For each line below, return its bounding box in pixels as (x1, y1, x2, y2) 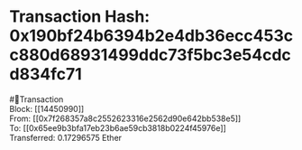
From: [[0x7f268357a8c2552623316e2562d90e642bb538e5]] (9, 113, 242, 124)
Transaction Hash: (9, 6, 151, 27)
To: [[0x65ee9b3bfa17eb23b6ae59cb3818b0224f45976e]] (9, 122, 227, 133)
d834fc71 (9, 64, 83, 85)
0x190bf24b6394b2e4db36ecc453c (9, 25, 294, 46)
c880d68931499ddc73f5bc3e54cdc (9, 45, 291, 65)
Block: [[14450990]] (9, 103, 85, 114)
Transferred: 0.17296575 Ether (9, 132, 123, 143)
